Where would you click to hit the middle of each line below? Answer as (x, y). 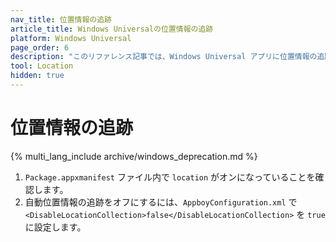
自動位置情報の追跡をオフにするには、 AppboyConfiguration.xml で (161, 202)
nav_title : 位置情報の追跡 (61, 19)
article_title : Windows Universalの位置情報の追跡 (112, 29)
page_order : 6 (40, 47)
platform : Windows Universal (71, 38)
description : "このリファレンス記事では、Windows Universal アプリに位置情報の (164, 57)
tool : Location (42, 66)
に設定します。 (55, 227)
